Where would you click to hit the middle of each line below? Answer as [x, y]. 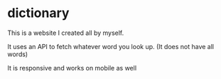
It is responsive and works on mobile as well [72, 68]
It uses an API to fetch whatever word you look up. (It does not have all [111, 46]
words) [18, 54]
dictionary [38, 13]
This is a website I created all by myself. [66, 33]
